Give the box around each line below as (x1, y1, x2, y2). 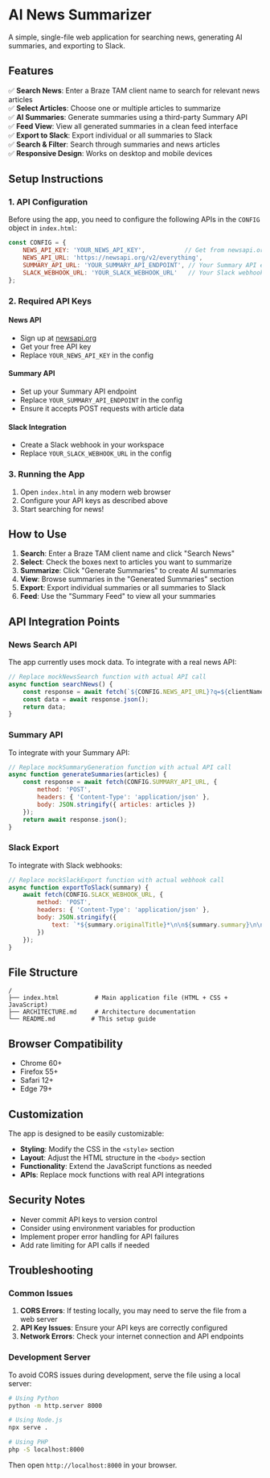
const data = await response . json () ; (22, 695, 149, 704)
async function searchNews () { (8, 680, 113, 688)
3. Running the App (8, 469, 85, 480)
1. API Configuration (8, 196, 88, 208)
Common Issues (8, 1288, 74, 1299)
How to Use (8, 527, 67, 541)
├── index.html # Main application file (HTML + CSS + (8, 994, 228, 1002)
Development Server (8, 1352, 91, 1363)
